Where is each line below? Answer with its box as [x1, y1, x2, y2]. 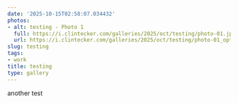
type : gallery [7, 69, 50, 76]
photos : [7, 17, 30, 24]
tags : [7, 50, 23, 57]
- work [7, 56, 27, 63]
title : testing [7, 63, 52, 70]
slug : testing [7, 43, 50, 50]
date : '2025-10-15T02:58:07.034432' [7, 10, 115, 18]
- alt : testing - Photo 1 [7, 23, 84, 30]
